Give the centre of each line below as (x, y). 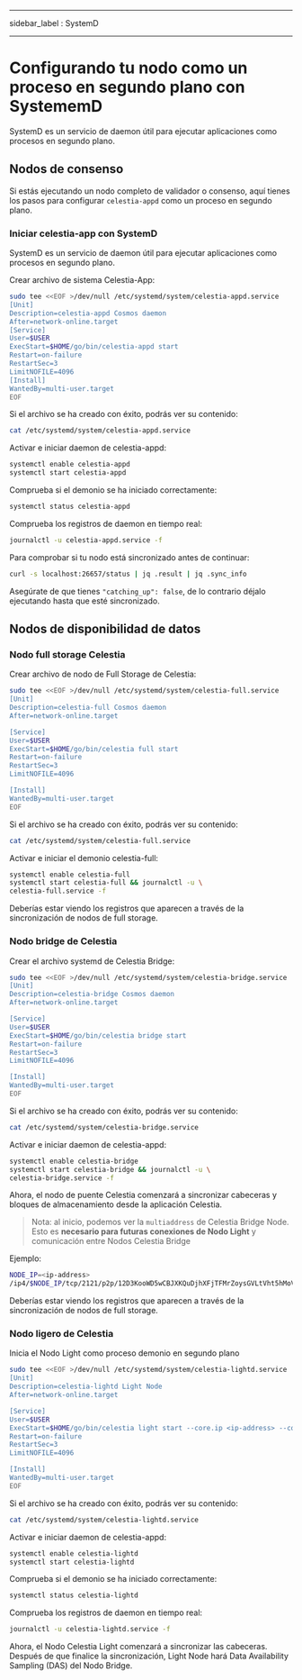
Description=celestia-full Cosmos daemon (88, 708)
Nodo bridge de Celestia (63, 941)
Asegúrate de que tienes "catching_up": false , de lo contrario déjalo (138, 591)
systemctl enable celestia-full (70, 875)
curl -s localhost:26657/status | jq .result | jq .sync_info (128, 574)
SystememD (56, 107)
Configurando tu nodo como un (129, 68)
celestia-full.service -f (58, 891)
